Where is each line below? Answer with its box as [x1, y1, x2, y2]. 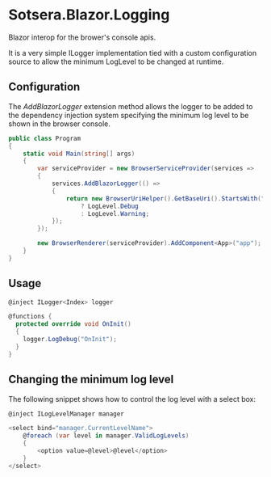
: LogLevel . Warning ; [80, 209, 150, 217]
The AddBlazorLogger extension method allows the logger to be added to [8, 101, 253, 111]
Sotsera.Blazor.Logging [8, 6, 170, 24]
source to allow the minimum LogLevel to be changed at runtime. [8, 57, 224, 66]
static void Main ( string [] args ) [23, 150, 135, 158]
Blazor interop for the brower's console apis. [8, 32, 156, 42]
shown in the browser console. [8, 119, 111, 129]
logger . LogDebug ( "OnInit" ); [23, 336, 117, 344]
